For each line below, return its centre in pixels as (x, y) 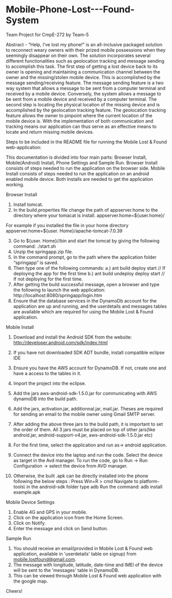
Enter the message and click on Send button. (61, 528)
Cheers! (14, 591)
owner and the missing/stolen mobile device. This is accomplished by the (83, 77)
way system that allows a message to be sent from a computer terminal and (86, 88)
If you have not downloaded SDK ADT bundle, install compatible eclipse (89, 352)
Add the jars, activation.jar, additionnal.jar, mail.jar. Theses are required (88, 408)
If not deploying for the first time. (48, 279)
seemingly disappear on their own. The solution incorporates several (78, 55)
